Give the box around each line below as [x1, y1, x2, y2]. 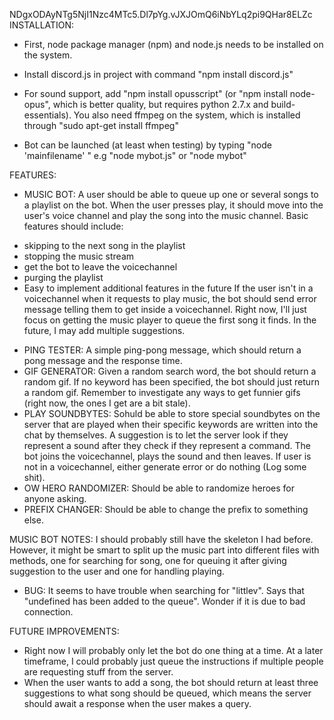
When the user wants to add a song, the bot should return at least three [23, 677, 319, 688]
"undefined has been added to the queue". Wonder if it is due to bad [23, 595, 306, 607]
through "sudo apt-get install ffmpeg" [23, 120, 179, 131]
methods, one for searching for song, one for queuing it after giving [9, 555, 287, 566]
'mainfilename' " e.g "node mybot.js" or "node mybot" [23, 150, 247, 161]
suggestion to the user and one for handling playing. [9, 565, 225, 577]
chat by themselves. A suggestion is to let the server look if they [23, 429, 289, 441]
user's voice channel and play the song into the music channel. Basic [23, 210, 309, 221]
